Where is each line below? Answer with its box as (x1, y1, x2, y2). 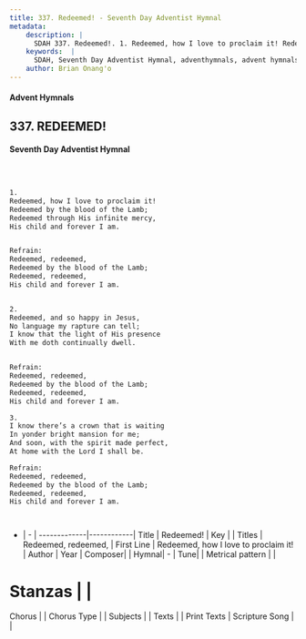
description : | (25, 30, 84, 39)
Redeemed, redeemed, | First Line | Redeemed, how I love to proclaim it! (22, 539, 294, 551)
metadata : (9, 22, 47, 31)
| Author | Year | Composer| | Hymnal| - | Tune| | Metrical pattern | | (22, 549, 276, 560)
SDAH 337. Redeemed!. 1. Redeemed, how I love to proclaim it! (33, 38, 280, 48)
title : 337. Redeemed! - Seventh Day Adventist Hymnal (9, 13, 222, 23)
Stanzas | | (9, 581, 93, 602)
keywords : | (25, 47, 76, 56)
